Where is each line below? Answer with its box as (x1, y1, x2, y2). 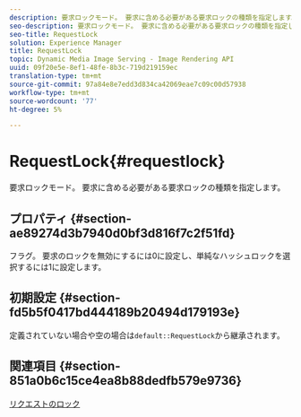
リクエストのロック (9, 398, 81, 409)
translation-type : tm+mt (9, 72, 102, 81)
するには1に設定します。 (16, 262, 107, 272)
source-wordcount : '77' (9, 96, 99, 106)
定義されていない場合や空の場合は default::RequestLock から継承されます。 (9, 329, 285, 341)
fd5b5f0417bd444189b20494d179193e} (9, 305, 240, 320)
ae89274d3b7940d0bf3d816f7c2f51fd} (9, 225, 236, 240)
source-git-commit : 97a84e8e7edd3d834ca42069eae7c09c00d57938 (9, 80, 246, 89)
